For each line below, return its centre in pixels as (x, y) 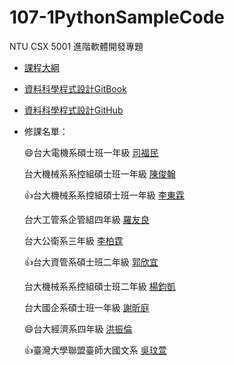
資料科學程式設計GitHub (73, 110)
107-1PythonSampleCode (117, 17)
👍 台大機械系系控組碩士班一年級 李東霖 (104, 195)
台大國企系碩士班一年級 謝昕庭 (86, 307)
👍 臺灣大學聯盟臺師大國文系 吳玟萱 (95, 350)
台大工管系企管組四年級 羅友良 (86, 219)
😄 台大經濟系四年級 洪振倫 (78, 328)
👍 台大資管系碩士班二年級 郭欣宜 (91, 262)
